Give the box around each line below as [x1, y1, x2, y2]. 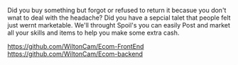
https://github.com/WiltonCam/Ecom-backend [7, 49, 144, 58]
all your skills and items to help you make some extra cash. [7, 28, 180, 37]
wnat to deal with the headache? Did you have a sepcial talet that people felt [7, 13, 231, 22]
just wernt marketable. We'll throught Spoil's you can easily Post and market [7, 21, 231, 29]
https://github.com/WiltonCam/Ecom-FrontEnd [7, 42, 144, 50]
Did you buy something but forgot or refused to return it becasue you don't [7, 6, 227, 14]
